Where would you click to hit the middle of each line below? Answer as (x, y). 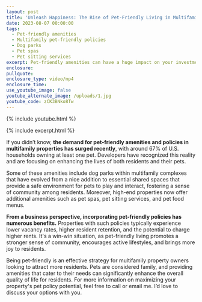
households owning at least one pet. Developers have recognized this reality (101, 155)
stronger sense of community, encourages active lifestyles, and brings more (101, 242)
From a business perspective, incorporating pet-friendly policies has (94, 216)
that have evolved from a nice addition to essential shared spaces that (93, 179)
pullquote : (20, 74)
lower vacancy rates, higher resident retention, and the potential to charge (98, 229)
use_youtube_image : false (38, 90)
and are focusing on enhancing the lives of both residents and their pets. (96, 161)
